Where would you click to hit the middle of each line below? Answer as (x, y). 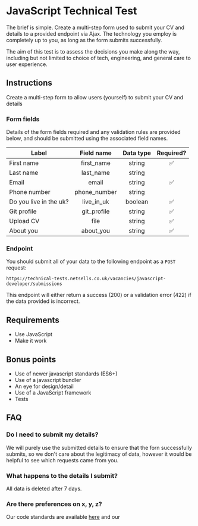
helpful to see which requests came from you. (62, 460)
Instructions (29, 83)
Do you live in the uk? (39, 202)
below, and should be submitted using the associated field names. (87, 139)
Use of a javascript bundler (48, 380)
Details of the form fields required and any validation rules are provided (93, 132)
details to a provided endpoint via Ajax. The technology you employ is (92, 33)
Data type (137, 153)
